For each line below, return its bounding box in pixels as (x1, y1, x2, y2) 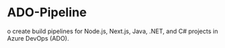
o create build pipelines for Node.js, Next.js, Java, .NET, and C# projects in (7, 27, 218, 35)
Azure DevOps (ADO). (7, 34, 69, 42)
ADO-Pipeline (7, 5, 87, 20)
